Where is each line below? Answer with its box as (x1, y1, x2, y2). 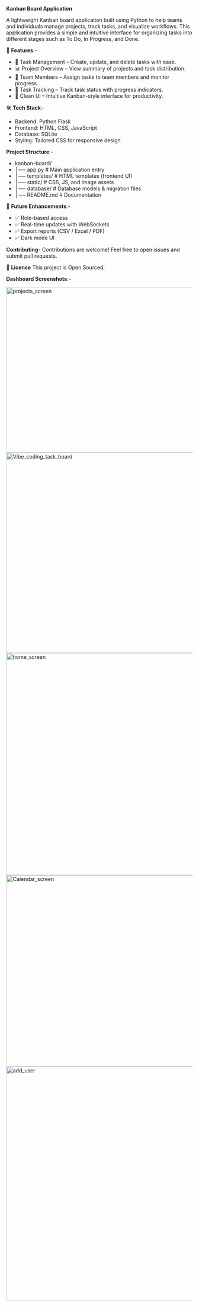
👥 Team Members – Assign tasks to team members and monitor (14, 73, 170, 81)
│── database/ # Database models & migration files (14, 185, 142, 192)
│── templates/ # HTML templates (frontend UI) (14, 172, 133, 180)
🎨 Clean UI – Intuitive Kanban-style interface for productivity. (14, 92, 163, 100)
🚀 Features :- (6, 47, 37, 54)
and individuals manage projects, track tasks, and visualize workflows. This (6, 23, 190, 30)
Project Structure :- (6, 148, 53, 155)
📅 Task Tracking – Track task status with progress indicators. (14, 86, 163, 93)
